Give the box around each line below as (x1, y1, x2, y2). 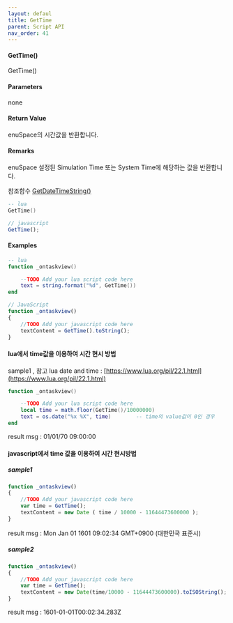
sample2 (8, 545, 34, 554)
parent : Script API (8, 23, 65, 30)
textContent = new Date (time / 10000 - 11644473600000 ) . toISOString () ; (20, 589, 227, 596)
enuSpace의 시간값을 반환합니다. (8, 130, 99, 139)
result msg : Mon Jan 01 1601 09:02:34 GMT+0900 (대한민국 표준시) (8, 529, 202, 537)
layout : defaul (8, 10, 52, 17)
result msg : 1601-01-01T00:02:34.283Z (8, 608, 121, 616)
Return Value (8, 114, 47, 123)
